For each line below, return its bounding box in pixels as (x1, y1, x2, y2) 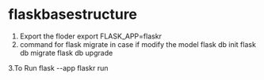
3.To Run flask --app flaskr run (8, 63, 109, 72)
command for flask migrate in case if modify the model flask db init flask (19, 39, 256, 49)
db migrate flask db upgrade (19, 48, 113, 57)
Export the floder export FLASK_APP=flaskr (19, 31, 163, 41)
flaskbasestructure (8, 5, 137, 24)
